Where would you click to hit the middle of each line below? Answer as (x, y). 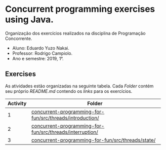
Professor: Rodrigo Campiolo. (42, 53)
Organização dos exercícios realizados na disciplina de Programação (75, 33)
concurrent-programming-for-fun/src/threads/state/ (93, 140)
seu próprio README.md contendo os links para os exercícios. (69, 91)
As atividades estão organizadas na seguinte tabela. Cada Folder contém (80, 86)
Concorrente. (19, 38)
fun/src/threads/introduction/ (65, 118)
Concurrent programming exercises (80, 9)
